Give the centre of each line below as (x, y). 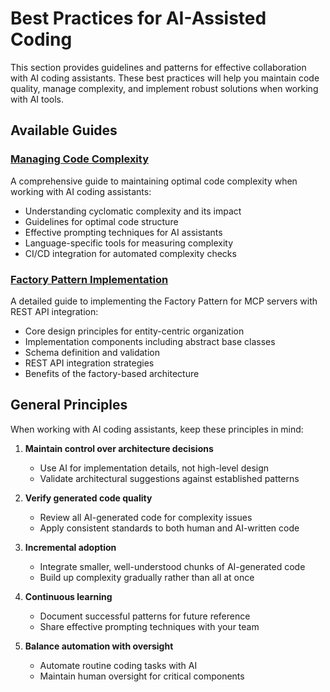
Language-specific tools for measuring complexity (129, 243)
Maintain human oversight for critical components (142, 676)
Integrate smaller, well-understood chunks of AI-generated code (172, 566)
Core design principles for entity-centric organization (134, 331)
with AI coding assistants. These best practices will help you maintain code (165, 78)
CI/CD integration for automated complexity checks (130, 253)
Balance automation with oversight (99, 646)
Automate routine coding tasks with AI (118, 665)
